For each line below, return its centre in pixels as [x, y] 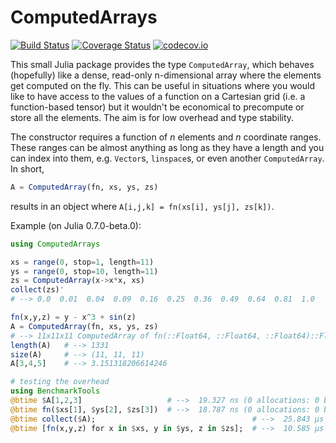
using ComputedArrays [55, 244]
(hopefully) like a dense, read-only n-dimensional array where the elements [166, 75]
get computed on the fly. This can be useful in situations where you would [162, 85]
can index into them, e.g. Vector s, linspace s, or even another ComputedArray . [167, 158]
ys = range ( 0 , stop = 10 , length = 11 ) [84, 271]
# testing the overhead [60, 382]
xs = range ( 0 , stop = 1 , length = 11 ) [82, 262]
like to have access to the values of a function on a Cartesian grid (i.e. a [158, 96]
